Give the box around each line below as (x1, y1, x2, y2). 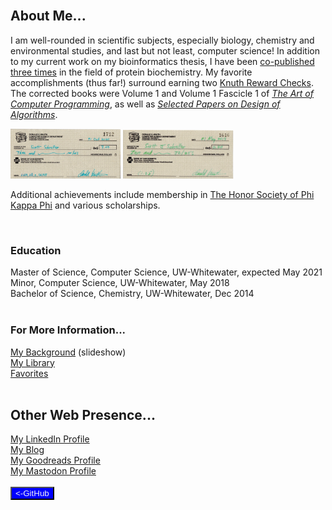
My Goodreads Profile (10, 454, 101, 467)
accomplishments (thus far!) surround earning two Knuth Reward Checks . (10, 76, 314, 88)
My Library (10, 356, 55, 368)
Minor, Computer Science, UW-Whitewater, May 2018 (10, 277, 230, 289)
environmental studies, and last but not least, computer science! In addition (10, 44, 320, 57)
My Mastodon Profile (10, 465, 97, 477)
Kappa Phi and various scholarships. (10, 199, 161, 211)
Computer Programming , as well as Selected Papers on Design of (10, 98, 281, 110)
